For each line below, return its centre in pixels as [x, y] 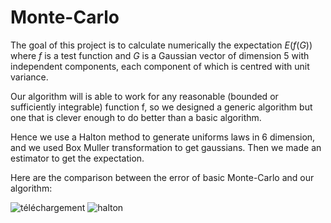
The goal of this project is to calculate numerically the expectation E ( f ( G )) [161, 45]
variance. [29, 77]
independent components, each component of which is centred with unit [160, 66]
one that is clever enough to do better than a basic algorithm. [136, 117]
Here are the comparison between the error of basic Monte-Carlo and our [162, 177]
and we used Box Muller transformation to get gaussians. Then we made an [166, 147]
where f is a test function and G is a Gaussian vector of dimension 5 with [160, 55]
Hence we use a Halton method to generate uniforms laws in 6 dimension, [163, 137]
